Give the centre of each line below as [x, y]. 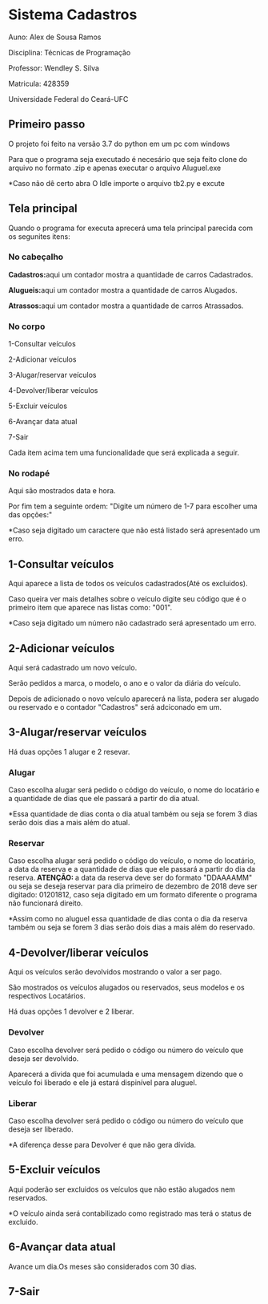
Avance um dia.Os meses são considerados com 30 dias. [103, 1266]
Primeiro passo [47, 125]
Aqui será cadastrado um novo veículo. [73, 668]
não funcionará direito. [46, 903]
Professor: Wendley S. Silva [54, 68]
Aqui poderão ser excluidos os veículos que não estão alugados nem [122, 1189]
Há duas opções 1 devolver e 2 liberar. [71, 1011]
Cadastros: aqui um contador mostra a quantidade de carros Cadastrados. [131, 274]
